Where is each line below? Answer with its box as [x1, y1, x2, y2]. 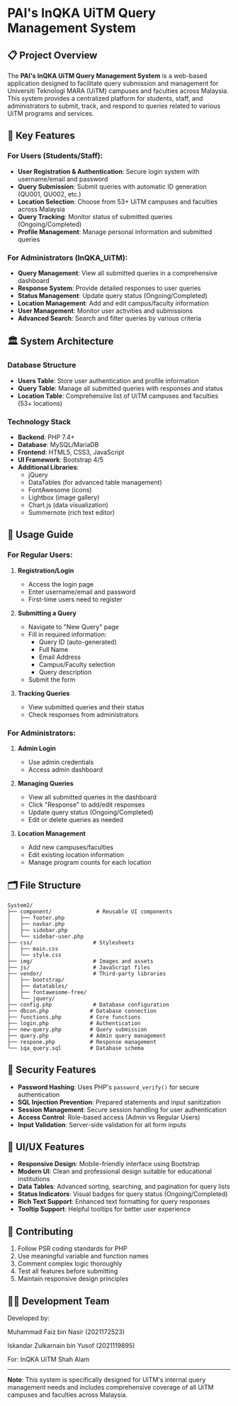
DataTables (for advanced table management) [28, 477, 162, 487]
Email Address [38, 653, 81, 661]
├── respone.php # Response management [7, 1038, 157, 1046]
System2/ [7, 902, 33, 909]
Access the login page [28, 580, 94, 588]
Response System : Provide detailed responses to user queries [17, 284, 201, 292]
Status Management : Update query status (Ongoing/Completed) [17, 291, 208, 299]
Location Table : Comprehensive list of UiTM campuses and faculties [17, 392, 219, 400]
